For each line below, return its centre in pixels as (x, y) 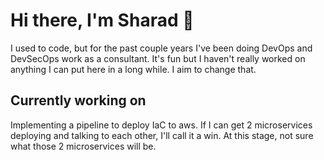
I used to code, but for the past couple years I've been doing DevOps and (161, 48)
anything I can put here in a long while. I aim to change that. (133, 69)
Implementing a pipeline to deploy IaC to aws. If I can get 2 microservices (161, 125)
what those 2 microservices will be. (83, 146)
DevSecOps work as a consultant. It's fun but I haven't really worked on (158, 58)
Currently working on (78, 100)
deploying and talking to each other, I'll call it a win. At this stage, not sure (162, 135)
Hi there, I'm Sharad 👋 (102, 20)
